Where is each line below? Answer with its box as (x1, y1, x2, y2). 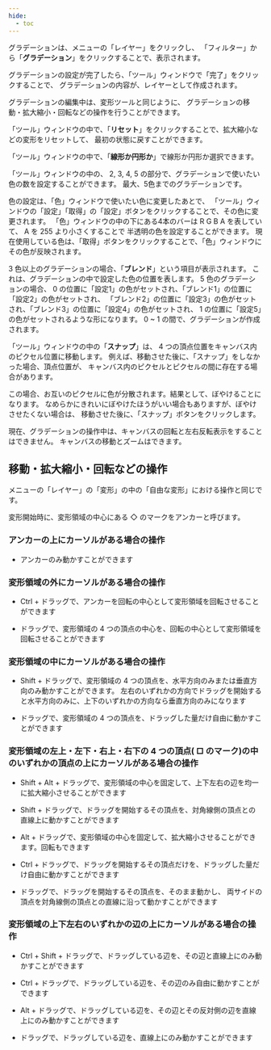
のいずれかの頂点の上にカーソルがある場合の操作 (8, 758, 199, 769)
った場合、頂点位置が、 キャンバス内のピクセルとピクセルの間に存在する (8, 361, 251, 372)
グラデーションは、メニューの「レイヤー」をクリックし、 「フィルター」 (8, 42, 250, 52)
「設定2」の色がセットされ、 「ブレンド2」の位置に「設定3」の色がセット (8, 294, 256, 304)
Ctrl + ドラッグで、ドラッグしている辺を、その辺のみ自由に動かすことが (19, 978, 260, 988)
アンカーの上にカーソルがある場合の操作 (8, 535, 165, 546)
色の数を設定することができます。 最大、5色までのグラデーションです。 (8, 178, 247, 188)
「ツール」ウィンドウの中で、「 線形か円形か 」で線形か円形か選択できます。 (8, 151, 259, 162)
